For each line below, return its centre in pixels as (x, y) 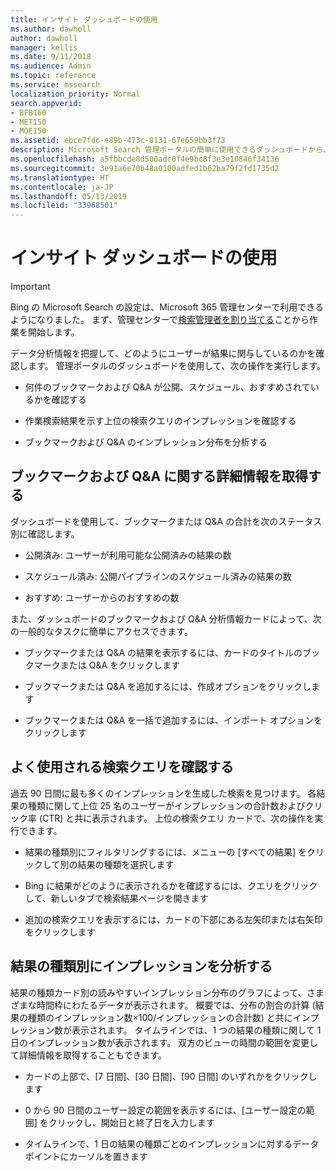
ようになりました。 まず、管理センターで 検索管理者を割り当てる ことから (160, 320)
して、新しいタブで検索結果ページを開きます (116, 898)
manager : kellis (44, 47)
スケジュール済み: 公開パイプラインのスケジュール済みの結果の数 (158, 576)
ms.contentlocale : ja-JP (62, 187)
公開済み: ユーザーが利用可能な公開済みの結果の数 (128, 555)
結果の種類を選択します (126, 864)
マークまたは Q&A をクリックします (107, 665)
